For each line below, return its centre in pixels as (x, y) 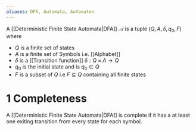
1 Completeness (47, 99)
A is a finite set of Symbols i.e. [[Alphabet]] (68, 54)
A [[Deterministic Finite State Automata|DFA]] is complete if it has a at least (98, 115)
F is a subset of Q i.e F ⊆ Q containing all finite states (80, 74)
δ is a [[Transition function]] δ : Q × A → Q (67, 61)
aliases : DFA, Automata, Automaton (50, 12)
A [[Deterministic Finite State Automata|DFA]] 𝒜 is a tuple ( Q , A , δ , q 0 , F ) (94, 29)
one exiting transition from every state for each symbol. (74, 121)
